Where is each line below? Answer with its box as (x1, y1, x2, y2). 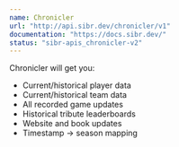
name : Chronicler (9, 13, 75, 22)
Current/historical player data (22, 80, 132, 91)
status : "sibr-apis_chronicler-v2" (9, 38, 143, 48)
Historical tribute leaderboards (22, 108, 137, 119)
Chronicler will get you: (9, 63, 95, 73)
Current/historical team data (22, 90, 128, 100)
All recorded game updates (22, 99, 124, 110)
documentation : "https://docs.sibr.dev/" (9, 30, 167, 39)
